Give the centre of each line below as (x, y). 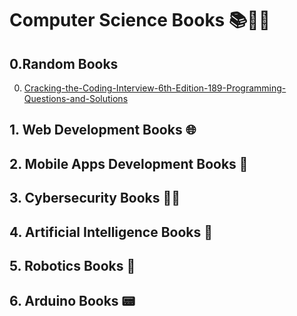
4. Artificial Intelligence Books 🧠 (111, 232)
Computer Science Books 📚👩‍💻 (140, 20)
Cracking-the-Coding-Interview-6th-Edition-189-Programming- (155, 88)
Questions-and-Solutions (76, 98)
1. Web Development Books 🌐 (103, 130)
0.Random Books (64, 63)
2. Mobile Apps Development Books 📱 (129, 163)
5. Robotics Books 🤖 (72, 265)
